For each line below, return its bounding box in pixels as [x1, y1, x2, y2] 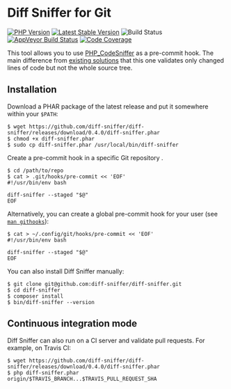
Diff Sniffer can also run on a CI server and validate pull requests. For [7, 336, 205, 344]
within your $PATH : [7, 109, 58, 118]
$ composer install [7, 292, 64, 300]
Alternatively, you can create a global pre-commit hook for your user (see [7, 209, 218, 218]
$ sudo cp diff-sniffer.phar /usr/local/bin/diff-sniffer [7, 141, 179, 148]
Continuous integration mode [7, 318, 138, 330]
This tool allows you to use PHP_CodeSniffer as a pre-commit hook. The [7, 49, 214, 57]
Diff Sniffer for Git [7, 5, 111, 21]
